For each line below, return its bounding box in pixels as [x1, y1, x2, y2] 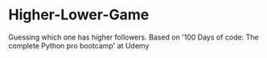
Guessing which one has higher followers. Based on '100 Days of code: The [8, 32, 259, 42]
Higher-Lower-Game [8, 6, 150, 24]
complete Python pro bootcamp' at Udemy [8, 40, 150, 50]
